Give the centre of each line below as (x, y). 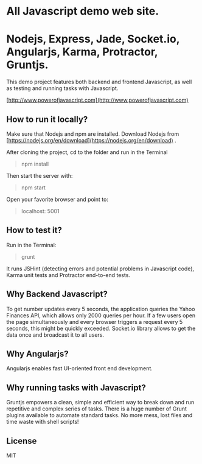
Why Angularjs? (37, 353)
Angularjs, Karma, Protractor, (82, 52)
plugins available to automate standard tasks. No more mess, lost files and (99, 415)
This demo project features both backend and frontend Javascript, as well (99, 82)
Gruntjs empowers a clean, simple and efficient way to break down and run (100, 402)
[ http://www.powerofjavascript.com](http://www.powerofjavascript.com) (97, 100)
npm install (35, 164)
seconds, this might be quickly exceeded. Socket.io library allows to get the (101, 328)
